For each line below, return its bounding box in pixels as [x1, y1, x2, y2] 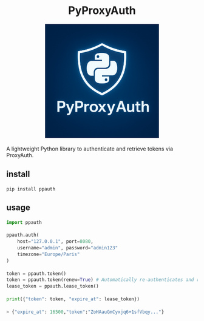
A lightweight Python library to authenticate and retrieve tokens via [6, 145, 174, 152]
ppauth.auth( [6, 232, 39, 238]
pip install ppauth [6, 186, 56, 192]
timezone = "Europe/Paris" [17, 251, 80, 257]
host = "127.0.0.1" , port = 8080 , [17, 238, 94, 245]
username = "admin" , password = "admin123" [17, 245, 118, 251]
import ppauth [6, 219, 42, 225]
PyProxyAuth [68, 4, 136, 18]
